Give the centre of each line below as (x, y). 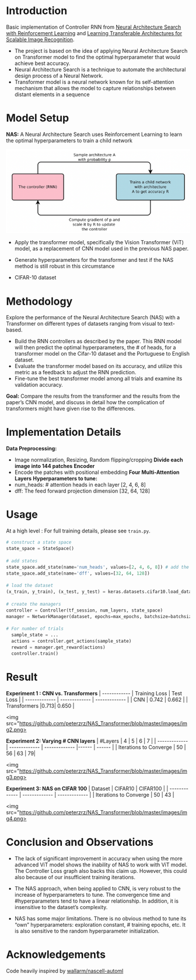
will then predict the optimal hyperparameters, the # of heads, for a (95, 347)
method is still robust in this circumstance (64, 266)
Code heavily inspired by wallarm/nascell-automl (65, 971)
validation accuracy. (38, 385)
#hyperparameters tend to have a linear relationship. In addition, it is (97, 901)
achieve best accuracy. (42, 63)
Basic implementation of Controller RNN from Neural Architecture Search (94, 27)
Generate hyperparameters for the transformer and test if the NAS (94, 260)
